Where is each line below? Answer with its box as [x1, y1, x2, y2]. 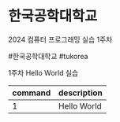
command [12, 87, 51, 98]
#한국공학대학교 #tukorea [8, 51, 88, 61]
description [58, 87, 103, 98]
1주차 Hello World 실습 [8, 68, 79, 77]
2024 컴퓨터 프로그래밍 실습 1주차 [8, 35, 113, 44]
